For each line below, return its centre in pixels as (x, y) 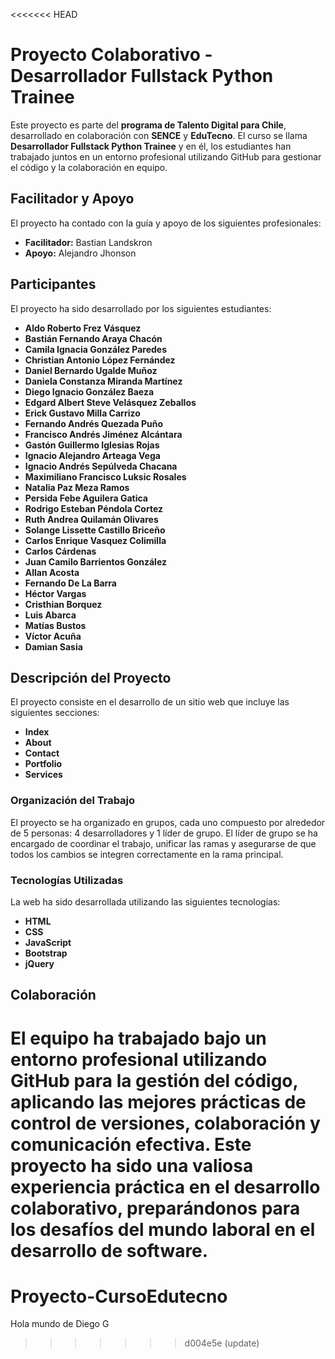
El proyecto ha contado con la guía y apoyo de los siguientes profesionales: (166, 223)
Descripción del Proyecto (91, 677)
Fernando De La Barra (70, 583)
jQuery (39, 963)
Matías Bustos (55, 625)
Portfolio (43, 764)
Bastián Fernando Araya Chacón (93, 338)
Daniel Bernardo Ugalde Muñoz (91, 370)
